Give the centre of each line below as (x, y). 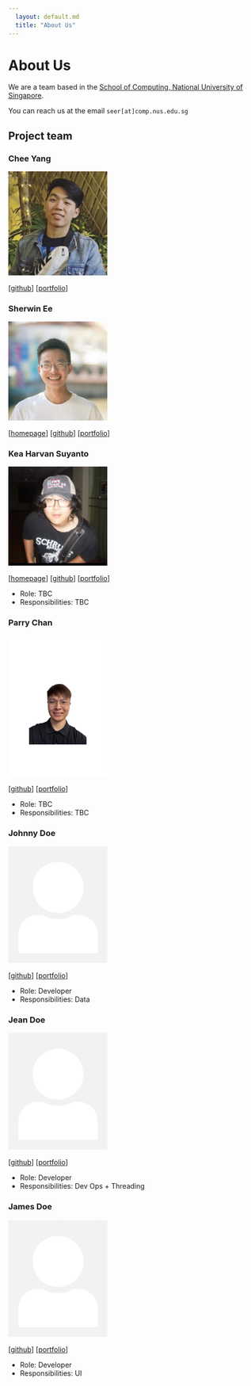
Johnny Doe (32, 833)
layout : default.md (48, 17)
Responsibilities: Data (55, 999)
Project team (40, 136)
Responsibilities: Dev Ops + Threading (82, 1186)
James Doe (30, 1207)
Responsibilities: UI (51, 1373)
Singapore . (26, 96)
